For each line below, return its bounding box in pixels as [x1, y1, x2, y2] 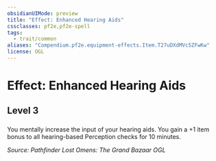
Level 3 [7, 105, 39, 116]
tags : [7, 29, 23, 36]
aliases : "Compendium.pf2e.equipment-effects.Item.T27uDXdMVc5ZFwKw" [7, 42, 211, 49]
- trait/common [13, 36, 57, 42]
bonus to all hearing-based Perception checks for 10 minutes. [7, 133, 182, 141]
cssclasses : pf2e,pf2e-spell [7, 23, 91, 29]
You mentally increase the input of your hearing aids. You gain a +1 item [7, 125, 210, 134]
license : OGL [7, 49, 45, 55]
